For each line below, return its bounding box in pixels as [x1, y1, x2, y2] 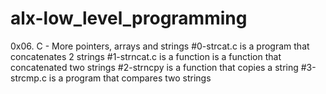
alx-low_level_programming [10, 7, 248, 30]
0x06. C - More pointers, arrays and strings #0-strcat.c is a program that [10, 40, 310, 52]
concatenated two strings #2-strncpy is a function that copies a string [10, 61, 299, 73]
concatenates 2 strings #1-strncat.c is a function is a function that [10, 50, 282, 62]
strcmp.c [10, 72, 47, 84]
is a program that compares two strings [48, 72, 212, 84]
